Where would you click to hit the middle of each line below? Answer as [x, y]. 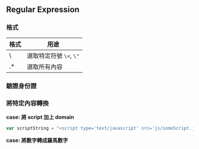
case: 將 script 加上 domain [40, 117]
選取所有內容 [45, 67]
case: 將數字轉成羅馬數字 [37, 140]
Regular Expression [43, 10]
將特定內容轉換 [28, 103]
